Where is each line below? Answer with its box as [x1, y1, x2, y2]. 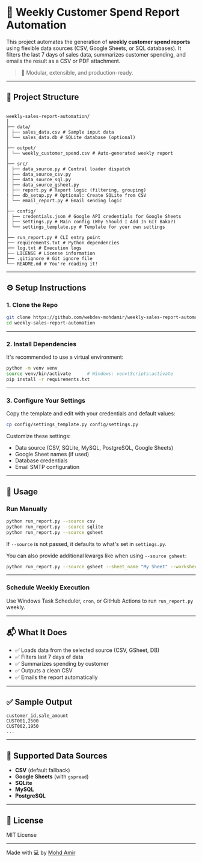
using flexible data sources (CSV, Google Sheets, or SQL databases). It [6, 45, 182, 52]
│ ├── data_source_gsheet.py [6, 182, 79, 188]
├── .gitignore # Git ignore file [6, 255, 93, 261]
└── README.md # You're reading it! [6, 261, 98, 267]
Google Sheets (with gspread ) [14, 773, 89, 780]
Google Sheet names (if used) [14, 451, 90, 458]
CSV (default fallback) [14, 767, 70, 774]
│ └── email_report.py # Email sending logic [6, 197, 122, 203]
